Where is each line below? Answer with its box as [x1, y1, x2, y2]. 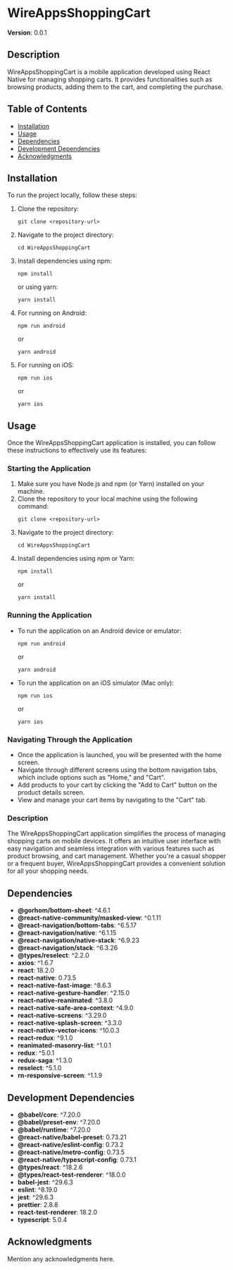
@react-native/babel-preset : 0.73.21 [17, 1133, 127, 1141]
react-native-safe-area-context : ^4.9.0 [17, 1004, 134, 1012]
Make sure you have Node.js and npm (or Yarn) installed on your [17, 480, 205, 488]
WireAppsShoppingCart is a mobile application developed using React [7, 67, 210, 76]
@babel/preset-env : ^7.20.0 [17, 1118, 101, 1126]
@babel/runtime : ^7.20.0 [17, 1125, 91, 1134]
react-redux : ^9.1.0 [17, 1033, 73, 1043]
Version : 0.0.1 [7, 28, 47, 37]
